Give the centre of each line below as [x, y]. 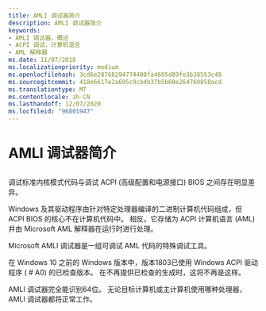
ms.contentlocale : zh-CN [49, 97]
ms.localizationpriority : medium [64, 67]
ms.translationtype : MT [48, 89]
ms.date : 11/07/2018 [42, 60]
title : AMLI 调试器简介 [44, 15]
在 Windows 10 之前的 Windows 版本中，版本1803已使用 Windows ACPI [125, 262]
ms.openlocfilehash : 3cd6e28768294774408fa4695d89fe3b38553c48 [115, 75]
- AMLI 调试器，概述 [39, 38]
